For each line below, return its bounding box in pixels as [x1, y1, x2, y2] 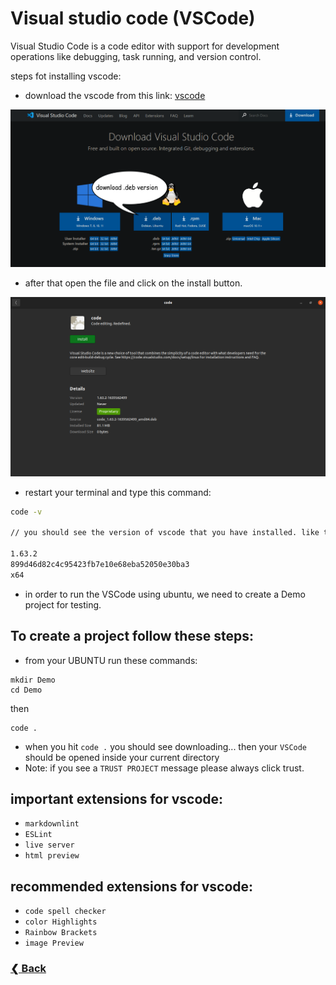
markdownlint [24, 819, 80, 829]
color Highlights [24, 917, 98, 927]
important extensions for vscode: [10, 790, 224, 807]
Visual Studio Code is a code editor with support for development [10, 40, 280, 52]
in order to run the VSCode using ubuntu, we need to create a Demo [24, 588, 306, 600]
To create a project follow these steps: [10, 628, 254, 645]
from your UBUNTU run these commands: [24, 654, 198, 666]
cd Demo [10, 685, 43, 695]
